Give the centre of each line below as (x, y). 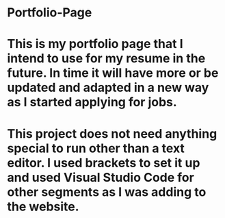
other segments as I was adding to (107, 192)
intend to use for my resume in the (106, 59)
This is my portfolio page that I (95, 44)
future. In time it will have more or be (113, 73)
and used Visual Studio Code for (101, 177)
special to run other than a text (96, 148)
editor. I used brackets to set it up (104, 163)
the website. (43, 206)
